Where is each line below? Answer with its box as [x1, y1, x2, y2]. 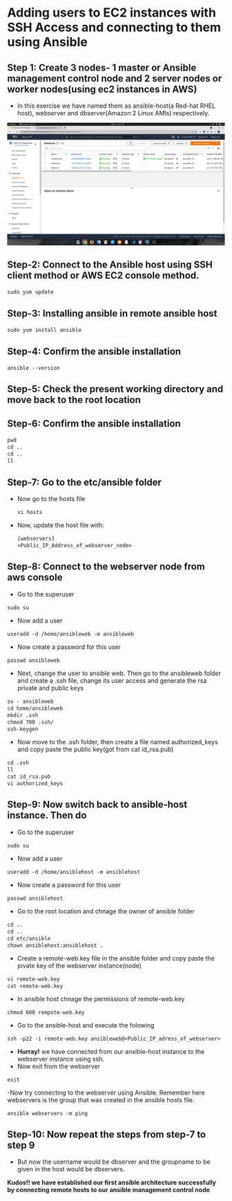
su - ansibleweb [7, 698, 54, 705]
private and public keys [17, 683, 84, 692]
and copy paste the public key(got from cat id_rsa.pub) [17, 745, 174, 753]
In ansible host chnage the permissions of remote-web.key [17, 994, 185, 1003]
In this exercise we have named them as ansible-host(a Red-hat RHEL [17, 102, 216, 110]
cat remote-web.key [7, 983, 64, 990]
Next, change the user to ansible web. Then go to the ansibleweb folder [17, 669, 221, 677]
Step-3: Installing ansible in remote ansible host [7, 308, 217, 319]
